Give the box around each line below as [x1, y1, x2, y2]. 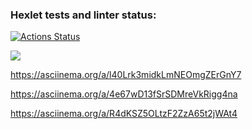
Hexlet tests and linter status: [10, 8, 157, 22]
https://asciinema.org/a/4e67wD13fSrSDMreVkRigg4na [10, 88, 238, 100]
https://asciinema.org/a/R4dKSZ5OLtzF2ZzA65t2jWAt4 [10, 108, 238, 120]
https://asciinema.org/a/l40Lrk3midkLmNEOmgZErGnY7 [10, 69, 242, 81]
